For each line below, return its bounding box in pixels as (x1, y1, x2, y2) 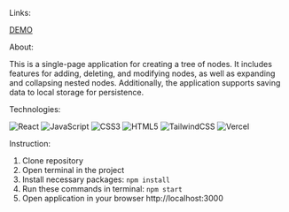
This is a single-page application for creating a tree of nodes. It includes (9, 59, 273, 69)
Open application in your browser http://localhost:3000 (21, 193, 223, 203)
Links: (9, 8, 31, 18)
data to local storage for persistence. (9, 87, 144, 97)
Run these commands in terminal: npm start (21, 184, 184, 193)
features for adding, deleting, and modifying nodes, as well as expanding (9, 68, 276, 79)
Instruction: (9, 139, 51, 148)
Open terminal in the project (21, 165, 125, 175)
